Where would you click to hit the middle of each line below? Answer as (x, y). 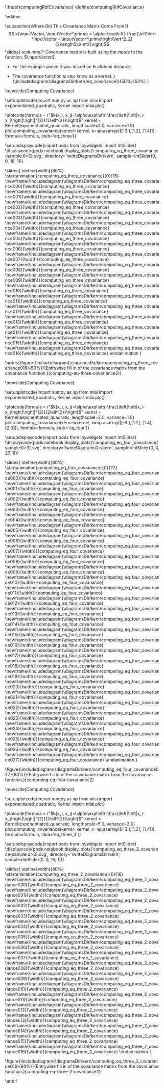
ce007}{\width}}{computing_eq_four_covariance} (55, 551)
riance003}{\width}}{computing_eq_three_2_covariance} (62, 916)
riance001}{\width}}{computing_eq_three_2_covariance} (62, 895)
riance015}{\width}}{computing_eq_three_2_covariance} (62, 1041)
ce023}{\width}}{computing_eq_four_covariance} (55, 718)
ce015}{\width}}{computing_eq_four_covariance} (54, 635)
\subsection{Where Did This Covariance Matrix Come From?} (67, 26)
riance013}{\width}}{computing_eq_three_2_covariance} (62, 1020)
